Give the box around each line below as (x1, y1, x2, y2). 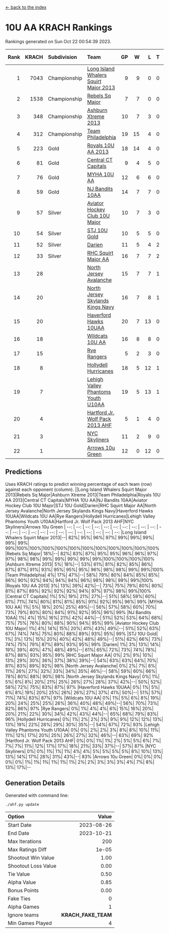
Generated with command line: (5, 792, 69, 798)
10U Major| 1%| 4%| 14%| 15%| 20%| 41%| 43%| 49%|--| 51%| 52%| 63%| (5, 625, 161, 631)
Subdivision (48, 53, 77, 60)
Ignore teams (8, 911, 39, 918)
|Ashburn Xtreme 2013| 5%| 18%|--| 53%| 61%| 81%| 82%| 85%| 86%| (5, 561, 153, 567)
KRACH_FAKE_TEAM (61, 911, 112, 918)
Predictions (5, 468, 42, 476)
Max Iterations (8, 837, 42, 844)
